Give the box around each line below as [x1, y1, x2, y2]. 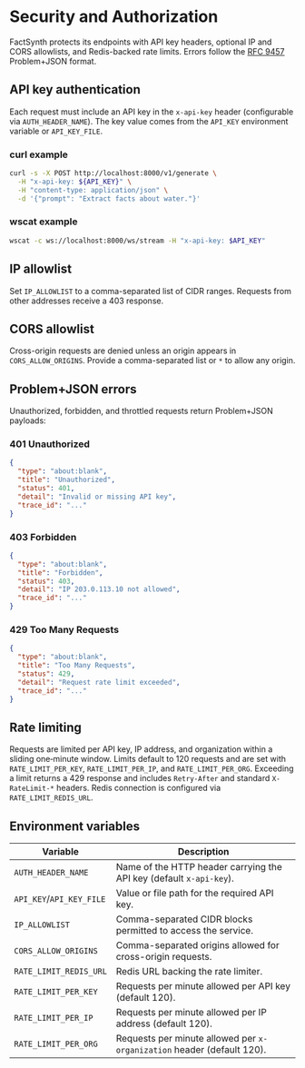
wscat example [9, 215, 79, 228]
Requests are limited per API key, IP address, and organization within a [9, 744, 273, 755]
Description [177, 845, 230, 858]
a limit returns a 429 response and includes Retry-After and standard [9, 773, 271, 784]
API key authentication [9, 82, 141, 97]
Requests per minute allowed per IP [115, 1006, 268, 1019]
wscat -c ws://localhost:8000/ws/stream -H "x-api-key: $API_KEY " [9, 236, 266, 245]
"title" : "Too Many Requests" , [17, 661, 136, 670]
